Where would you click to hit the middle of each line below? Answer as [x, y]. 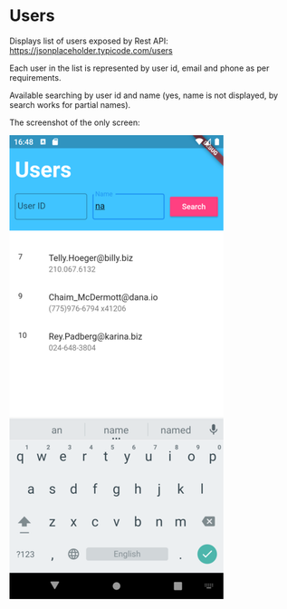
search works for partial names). [70, 104]
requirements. [35, 77]
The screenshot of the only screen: [75, 122]
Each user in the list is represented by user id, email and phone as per [139, 68]
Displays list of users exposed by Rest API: [89, 41]
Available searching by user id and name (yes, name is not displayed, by [144, 95]
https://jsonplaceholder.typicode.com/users [91, 50]
